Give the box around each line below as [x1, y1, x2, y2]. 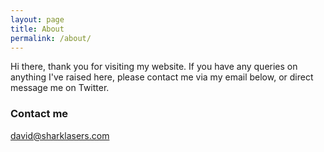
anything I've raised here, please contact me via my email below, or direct [10, 71, 314, 83]
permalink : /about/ [10, 33, 92, 43]
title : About [10, 24, 65, 34]
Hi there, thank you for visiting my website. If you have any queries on [10, 61, 298, 73]
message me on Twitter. [10, 82, 110, 94]
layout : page [10, 14, 65, 25]
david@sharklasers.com [10, 129, 110, 141]
